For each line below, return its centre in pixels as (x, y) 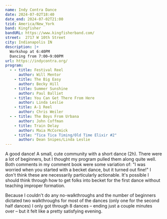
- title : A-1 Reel (33, 107)
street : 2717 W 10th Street (35, 38)
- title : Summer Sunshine (41, 89)
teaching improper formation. (35, 186)
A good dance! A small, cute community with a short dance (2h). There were (84, 154)
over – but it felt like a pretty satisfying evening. (54, 211)
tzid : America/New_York (30, 24)
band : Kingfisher (23, 28)
